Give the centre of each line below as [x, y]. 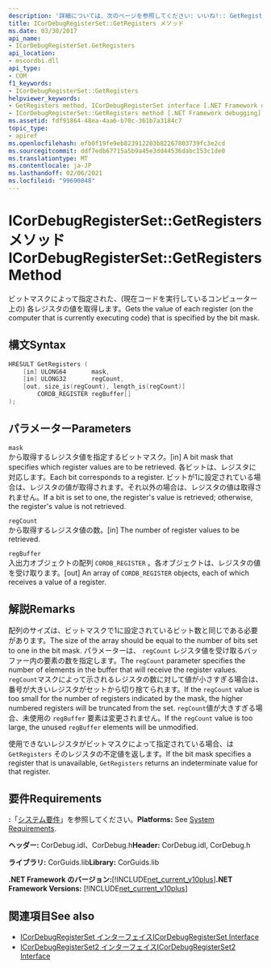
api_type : [25, 69]
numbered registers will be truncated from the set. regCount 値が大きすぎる [132, 707]
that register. [29, 771]
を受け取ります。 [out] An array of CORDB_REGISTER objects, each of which [129, 573]
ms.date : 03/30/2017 [43, 31]
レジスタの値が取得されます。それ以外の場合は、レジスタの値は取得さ [146, 487]
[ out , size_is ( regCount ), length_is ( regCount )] [104, 387]
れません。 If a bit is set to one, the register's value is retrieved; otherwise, [131, 497]
